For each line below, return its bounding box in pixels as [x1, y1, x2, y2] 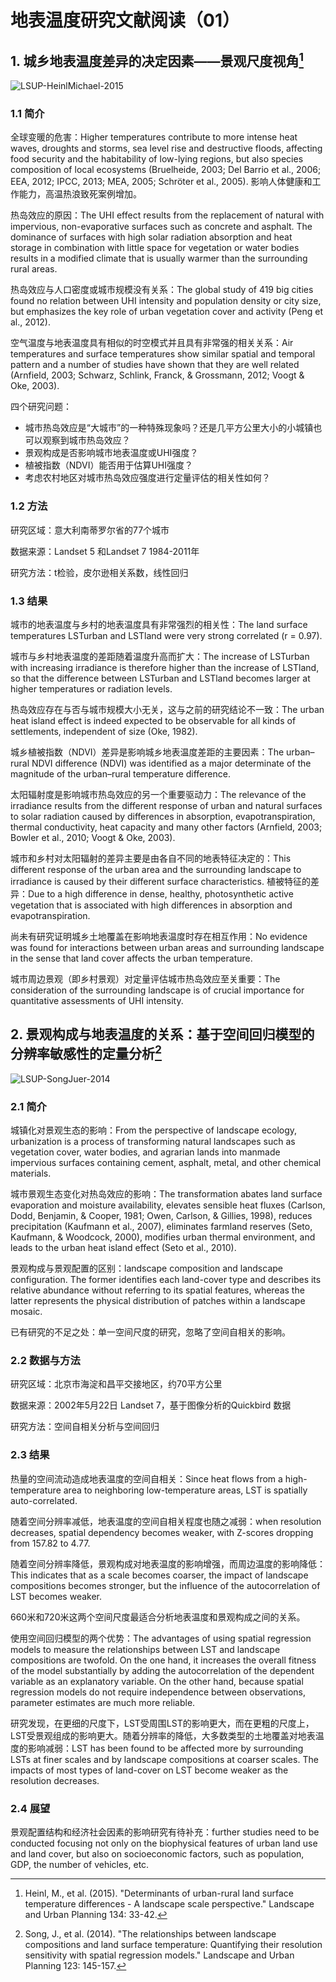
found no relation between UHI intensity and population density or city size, [10, 295, 322, 307]
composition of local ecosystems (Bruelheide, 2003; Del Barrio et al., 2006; [10, 164, 322, 176]
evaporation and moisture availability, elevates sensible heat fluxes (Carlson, [10, 1199, 326, 1211]
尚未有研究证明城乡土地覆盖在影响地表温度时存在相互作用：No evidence [10, 930, 308, 942]
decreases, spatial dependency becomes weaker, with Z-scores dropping [10, 1526, 314, 1538]
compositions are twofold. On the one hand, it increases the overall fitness [10, 1654, 317, 1666]
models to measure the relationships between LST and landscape [10, 1643, 281, 1655]
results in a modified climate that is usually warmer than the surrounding [10, 252, 308, 265]
